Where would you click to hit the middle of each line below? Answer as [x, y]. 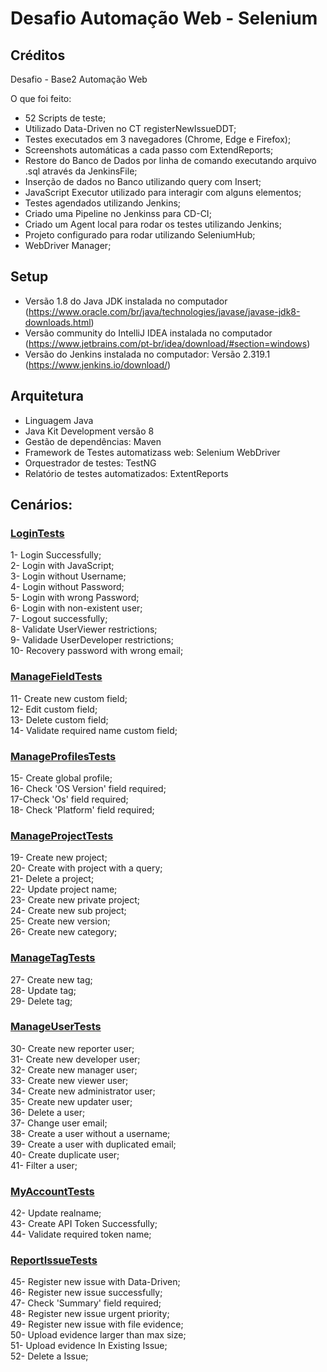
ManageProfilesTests [63, 756]
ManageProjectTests [62, 835]
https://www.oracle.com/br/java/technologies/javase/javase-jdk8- [164, 311]
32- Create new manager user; [74, 1069]
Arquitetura [47, 396]
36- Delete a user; [48, 1112]
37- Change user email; [59, 1123]
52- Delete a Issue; [49, 1356]
